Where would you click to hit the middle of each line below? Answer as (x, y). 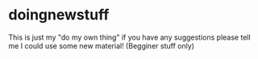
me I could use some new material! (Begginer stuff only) (102, 45)
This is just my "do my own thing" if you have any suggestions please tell (130, 37)
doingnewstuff (59, 15)
